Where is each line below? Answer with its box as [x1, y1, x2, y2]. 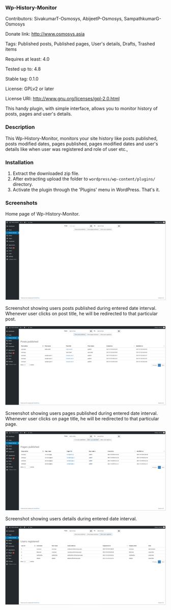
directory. [12, 181, 33, 187]
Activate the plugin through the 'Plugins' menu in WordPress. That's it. [12, 187, 160, 193]
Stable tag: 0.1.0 [5, 76, 39, 82]
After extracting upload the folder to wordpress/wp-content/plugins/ [12, 175, 156, 182]
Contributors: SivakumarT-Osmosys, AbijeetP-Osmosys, [5, 16, 123, 22]
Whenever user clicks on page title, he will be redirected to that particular [5, 415, 159, 421]
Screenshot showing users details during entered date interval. [5, 515, 137, 521]
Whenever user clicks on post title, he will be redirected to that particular [5, 310, 158, 316]
